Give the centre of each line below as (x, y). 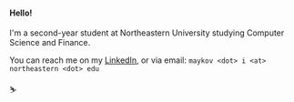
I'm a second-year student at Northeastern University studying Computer (147, 33)
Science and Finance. (50, 43)
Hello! (21, 13)
